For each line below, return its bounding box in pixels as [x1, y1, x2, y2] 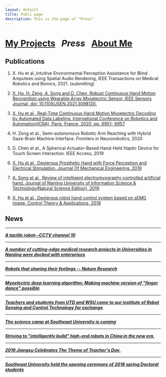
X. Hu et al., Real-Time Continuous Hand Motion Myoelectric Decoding [12, 111, 156, 116]
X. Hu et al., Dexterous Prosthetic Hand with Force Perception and [12, 160, 147, 166]
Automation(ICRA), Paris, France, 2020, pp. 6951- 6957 [12, 121, 125, 127]
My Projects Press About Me [5, 38, 132, 49]
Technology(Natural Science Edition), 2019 [12, 186, 100, 191]
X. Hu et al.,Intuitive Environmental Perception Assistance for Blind [12, 70, 148, 76]
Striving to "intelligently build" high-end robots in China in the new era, [5, 333, 155, 339]
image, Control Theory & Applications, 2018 [12, 200, 101, 206]
